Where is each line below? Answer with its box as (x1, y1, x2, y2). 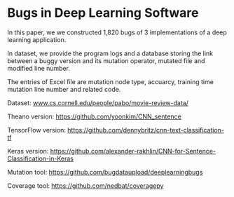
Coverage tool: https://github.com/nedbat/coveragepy (7, 181, 164, 190)
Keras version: (7, 147, 49, 155)
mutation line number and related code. (7, 85, 121, 93)
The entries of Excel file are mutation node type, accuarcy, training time (7, 77, 214, 86)
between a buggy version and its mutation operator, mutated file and (7, 56, 205, 64)
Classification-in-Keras (7, 154, 74, 163)
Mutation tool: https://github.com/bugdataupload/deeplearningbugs (7, 168, 203, 176)
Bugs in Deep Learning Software (7, 5, 199, 21)
